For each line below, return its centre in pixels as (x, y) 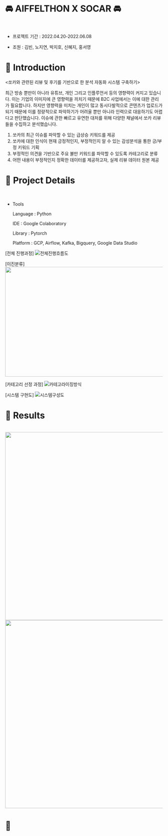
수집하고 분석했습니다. (36, 124)
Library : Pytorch (30, 233)
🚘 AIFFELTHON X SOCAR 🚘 (63, 9)
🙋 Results (25, 415)
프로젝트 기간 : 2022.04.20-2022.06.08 (52, 36)
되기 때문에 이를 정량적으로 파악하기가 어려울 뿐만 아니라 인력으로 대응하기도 (79, 111)
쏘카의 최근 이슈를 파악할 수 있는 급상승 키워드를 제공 (64, 134)
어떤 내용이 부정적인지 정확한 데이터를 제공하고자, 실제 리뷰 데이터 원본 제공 (86, 159)
